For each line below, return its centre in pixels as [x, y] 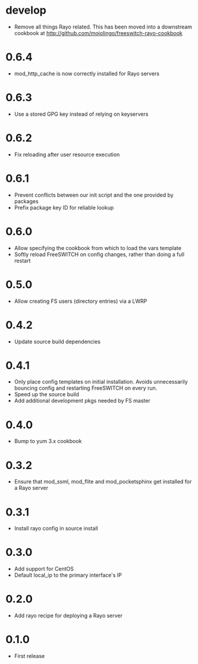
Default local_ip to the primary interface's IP [68, 575]
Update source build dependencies [57, 342]
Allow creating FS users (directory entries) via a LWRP [81, 301]
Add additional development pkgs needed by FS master [82, 401]
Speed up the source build [47, 394]
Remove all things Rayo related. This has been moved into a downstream [103, 27]
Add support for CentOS [44, 569]
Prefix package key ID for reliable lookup [64, 207]
